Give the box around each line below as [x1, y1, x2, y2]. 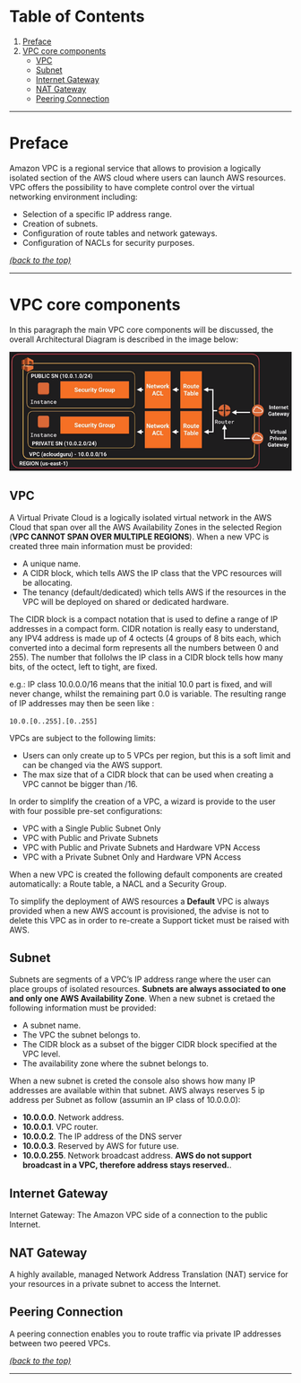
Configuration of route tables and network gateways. [21, 227, 218, 239]
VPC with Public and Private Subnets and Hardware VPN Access [21, 842, 261, 853]
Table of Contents [9, 6, 145, 27]
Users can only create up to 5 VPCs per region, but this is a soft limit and [21, 749, 291, 760]
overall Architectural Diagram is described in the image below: [9, 334, 239, 345]
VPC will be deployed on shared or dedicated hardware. [21, 596, 229, 607]
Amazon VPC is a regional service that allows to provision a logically [9, 162, 262, 173]
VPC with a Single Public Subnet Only [21, 823, 161, 834]
